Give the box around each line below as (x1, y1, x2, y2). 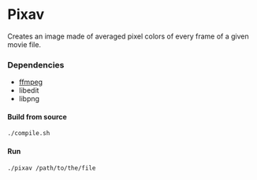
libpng (18, 94, 40, 104)
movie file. (7, 39, 41, 49)
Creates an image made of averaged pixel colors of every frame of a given (7, 31, 249, 41)
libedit (18, 86, 39, 95)
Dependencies (7, 59, 65, 70)
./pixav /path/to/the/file (7, 163, 96, 172)
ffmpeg (18, 77, 43, 87)
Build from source (7, 112, 68, 121)
